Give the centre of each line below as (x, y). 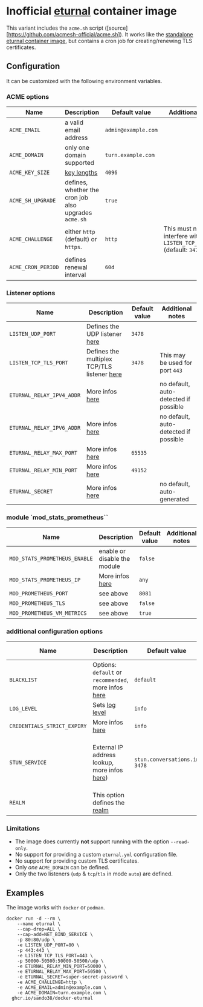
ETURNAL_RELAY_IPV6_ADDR (45, 428)
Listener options (31, 293)
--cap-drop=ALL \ (39, 929)
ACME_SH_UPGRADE (33, 201)
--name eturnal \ (39, 924)
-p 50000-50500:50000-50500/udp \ (60, 961)
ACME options (28, 96)
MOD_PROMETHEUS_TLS (37, 603)
